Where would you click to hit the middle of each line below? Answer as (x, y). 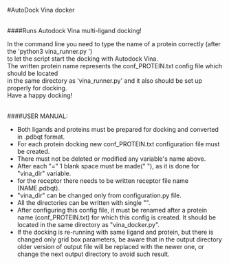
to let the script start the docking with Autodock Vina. (83, 59)
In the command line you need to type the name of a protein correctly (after (114, 44)
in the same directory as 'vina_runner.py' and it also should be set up (105, 81)
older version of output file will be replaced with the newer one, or (110, 247)
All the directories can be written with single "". (84, 203)
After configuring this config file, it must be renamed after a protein (112, 210)
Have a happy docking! (40, 95)
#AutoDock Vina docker (41, 10)
